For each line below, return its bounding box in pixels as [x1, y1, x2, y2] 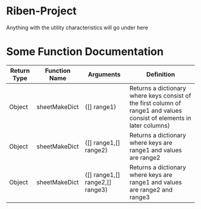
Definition [146, 70, 175, 78]
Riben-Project [6, 4, 77, 18]
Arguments [87, 70, 121, 78]
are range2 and [129, 185, 173, 193]
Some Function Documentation [6, 45, 164, 59]
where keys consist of [129, 91, 191, 100]
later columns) [129, 121, 170, 130]
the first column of [129, 99, 181, 107]
